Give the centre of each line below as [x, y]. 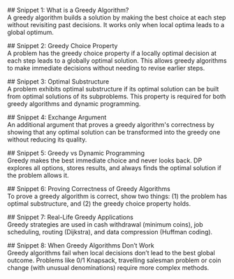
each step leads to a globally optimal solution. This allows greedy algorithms [117, 61]
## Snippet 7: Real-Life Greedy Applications [71, 217]
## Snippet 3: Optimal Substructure [58, 82]
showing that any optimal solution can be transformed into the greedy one [114, 132]
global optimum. [31, 32]
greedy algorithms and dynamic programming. [74, 104]
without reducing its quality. [47, 139]
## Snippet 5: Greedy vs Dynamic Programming [76, 153]
